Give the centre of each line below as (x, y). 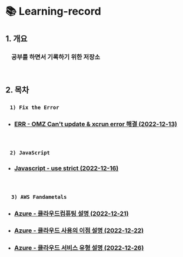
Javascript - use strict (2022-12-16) (66, 169)
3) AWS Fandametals (39, 197)
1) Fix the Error (34, 108)
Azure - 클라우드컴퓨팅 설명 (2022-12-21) (71, 213)
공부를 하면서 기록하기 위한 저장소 (56, 57)
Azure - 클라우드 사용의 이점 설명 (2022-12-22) (79, 230)
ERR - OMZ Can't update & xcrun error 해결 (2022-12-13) (96, 124)
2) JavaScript (30, 153)
